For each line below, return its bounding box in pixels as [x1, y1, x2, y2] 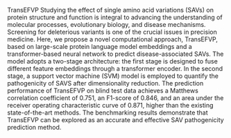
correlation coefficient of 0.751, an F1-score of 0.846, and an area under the [7, 94, 224, 102]
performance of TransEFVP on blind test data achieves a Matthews [7, 86, 199, 95]
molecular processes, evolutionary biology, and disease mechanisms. [7, 21, 206, 28]
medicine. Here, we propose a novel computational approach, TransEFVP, [7, 35, 219, 43]
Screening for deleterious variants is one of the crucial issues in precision [7, 28, 217, 36]
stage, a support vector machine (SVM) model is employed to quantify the [7, 72, 219, 80]
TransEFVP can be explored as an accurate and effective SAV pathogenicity [7, 116, 224, 124]
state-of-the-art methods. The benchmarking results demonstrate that [7, 108, 208, 117]
